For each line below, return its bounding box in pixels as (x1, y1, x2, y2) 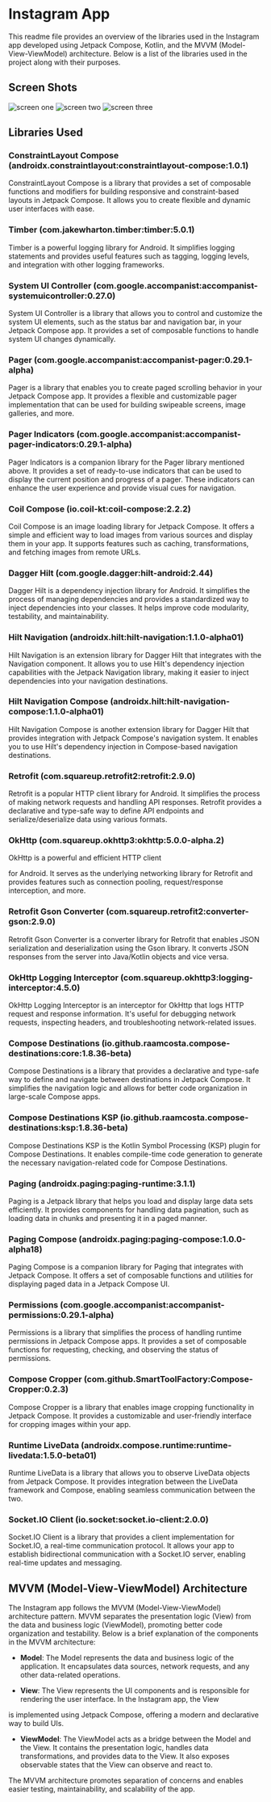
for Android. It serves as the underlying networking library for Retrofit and (8, 869, 253, 878)
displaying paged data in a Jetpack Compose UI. (8, 1279, 170, 1289)
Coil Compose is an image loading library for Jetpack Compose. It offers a (8, 521, 255, 531)
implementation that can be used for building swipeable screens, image (8, 400, 246, 410)
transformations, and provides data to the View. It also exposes (19, 1751, 230, 1762)
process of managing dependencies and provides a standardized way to (8, 595, 249, 604)
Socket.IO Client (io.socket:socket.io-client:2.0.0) (8, 1514, 209, 1525)
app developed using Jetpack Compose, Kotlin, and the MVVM (8, 40, 218, 49)
